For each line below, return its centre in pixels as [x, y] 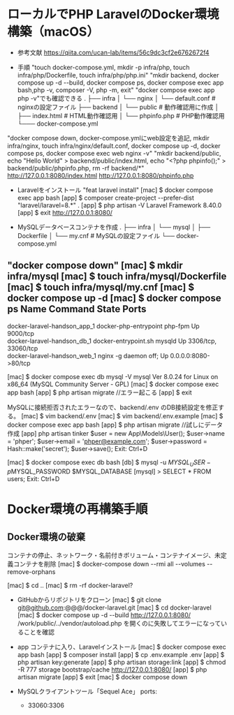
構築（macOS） [53, 32]
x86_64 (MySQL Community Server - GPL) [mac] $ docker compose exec [113, 384]
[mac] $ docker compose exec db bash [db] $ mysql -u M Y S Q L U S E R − [109, 463]
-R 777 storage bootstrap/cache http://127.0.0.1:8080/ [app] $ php [112, 669]
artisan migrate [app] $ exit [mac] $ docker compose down [102, 677]
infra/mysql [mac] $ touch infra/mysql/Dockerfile [117, 277]
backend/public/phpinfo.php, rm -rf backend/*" [76, 168]
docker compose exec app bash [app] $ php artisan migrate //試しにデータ [115, 425]
